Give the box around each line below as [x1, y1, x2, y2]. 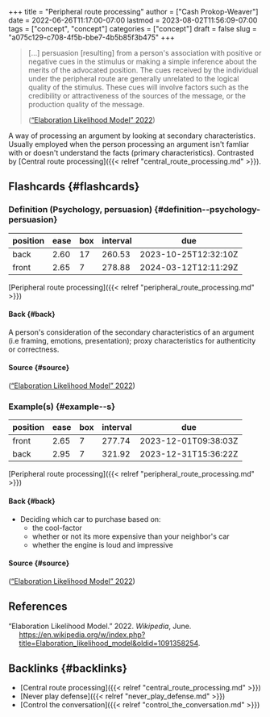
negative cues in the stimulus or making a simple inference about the [27, 56, 257, 66]
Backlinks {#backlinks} [8, 661, 127, 675]
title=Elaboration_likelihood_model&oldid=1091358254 [19, 638, 199, 648]
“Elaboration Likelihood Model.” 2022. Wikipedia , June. [8, 621, 192, 631]
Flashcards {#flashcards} [8, 180, 139, 194]
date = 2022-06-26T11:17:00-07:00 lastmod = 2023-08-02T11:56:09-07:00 [8, 15, 258, 25]
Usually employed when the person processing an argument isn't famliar [8, 140, 250, 148]
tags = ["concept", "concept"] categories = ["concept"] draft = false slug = [8, 24, 257, 33]
